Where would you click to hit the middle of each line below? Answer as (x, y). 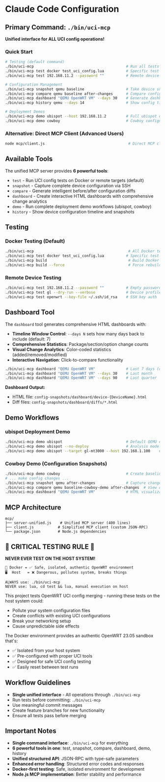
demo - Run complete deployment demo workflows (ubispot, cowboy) (82, 206)
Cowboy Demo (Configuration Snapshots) (56, 463)
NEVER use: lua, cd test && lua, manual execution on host (67, 586)
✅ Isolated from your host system (46, 650)
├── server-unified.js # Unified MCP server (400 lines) (68, 523)
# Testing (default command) (35, 62)
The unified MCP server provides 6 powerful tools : (57, 171)
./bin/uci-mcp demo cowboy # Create (74, 474)
